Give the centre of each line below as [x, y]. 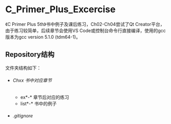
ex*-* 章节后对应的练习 [45, 97]
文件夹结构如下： [23, 68]
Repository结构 [30, 55]
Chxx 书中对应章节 [32, 81]
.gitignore [23, 115]
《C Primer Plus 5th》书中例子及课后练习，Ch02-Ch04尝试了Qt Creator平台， [85, 24]
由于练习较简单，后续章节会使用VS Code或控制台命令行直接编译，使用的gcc [86, 30]
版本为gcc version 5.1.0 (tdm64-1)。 [43, 37]
